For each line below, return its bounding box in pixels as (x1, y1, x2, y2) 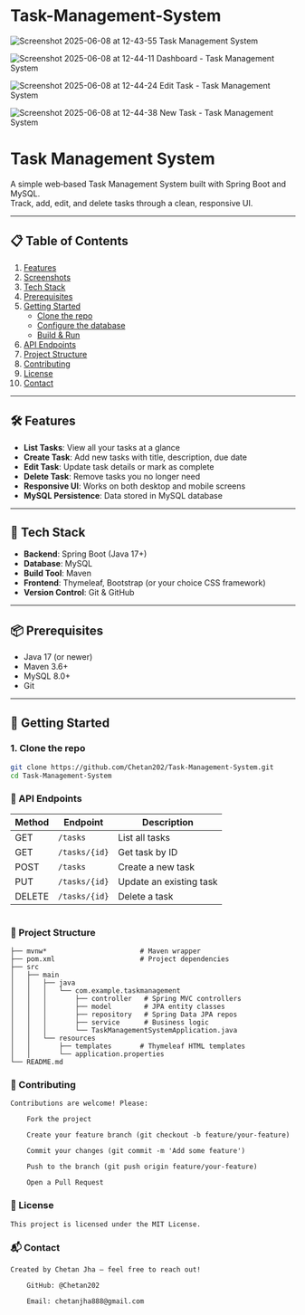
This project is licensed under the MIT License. (10, 1219, 202, 1229)
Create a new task (118, 861, 195, 873)
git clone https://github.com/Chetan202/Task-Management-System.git (10, 762, 274, 772)
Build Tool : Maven (23, 567, 92, 579)
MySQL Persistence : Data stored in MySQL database (23, 490, 223, 500)
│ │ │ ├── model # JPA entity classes (10, 1002, 225, 1012)
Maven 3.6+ (23, 662, 69, 672)
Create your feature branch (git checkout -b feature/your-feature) (26, 1130, 291, 1140)
